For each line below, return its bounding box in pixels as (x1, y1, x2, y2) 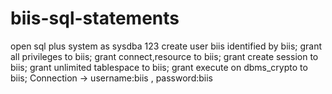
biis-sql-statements (10, 7, 180, 30)
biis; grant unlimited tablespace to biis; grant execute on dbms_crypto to (10, 61, 308, 73)
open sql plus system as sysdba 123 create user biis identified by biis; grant (10, 40, 323, 52)
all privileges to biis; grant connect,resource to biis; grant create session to (10, 50, 319, 62)
